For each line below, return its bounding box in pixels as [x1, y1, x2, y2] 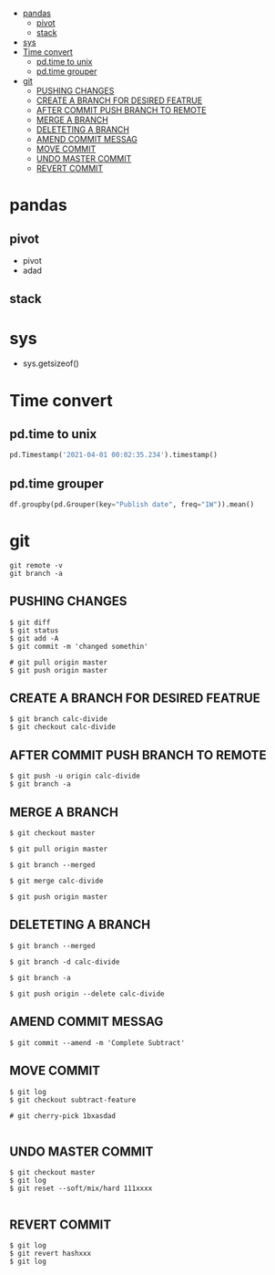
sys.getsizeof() [22, 358, 79, 369]
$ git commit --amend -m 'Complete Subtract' [9, 1038, 185, 1048]
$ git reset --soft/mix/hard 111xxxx [9, 1184, 153, 1194]
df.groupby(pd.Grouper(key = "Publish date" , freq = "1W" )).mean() [9, 500, 255, 509]
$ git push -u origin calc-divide [9, 771, 141, 781]
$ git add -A [9, 633, 59, 643]
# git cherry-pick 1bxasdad [9, 1111, 117, 1121]
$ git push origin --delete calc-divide [9, 989, 166, 998]
